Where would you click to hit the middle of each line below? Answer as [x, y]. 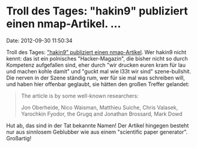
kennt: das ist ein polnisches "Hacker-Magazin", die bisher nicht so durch [97, 58]
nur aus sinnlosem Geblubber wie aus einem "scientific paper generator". [97, 132]
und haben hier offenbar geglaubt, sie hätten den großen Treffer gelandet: [98, 84]
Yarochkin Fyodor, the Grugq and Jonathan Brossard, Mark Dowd [102, 114]
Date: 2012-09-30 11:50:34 [40, 40]
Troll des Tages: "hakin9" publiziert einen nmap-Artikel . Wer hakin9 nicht [96, 52]
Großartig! [19, 138]
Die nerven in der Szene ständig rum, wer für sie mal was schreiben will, [95, 78]
